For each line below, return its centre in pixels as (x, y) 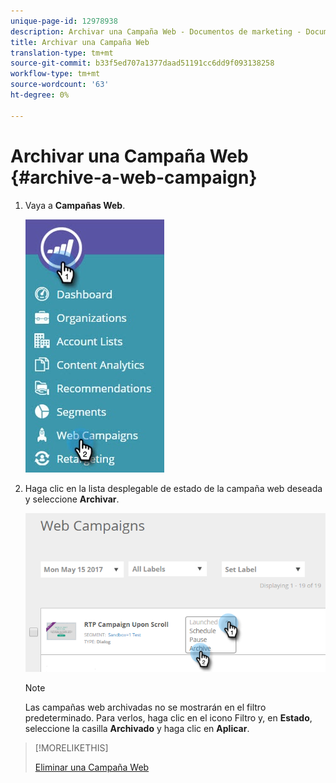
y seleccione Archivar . (72, 499)
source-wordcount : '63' (60, 85)
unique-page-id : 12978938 (64, 21)
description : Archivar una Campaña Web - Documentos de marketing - (156, 31)
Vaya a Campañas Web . (75, 205)
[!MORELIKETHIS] (71, 748)
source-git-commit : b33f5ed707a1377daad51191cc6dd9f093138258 (142, 63)
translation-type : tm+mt (62, 53)
